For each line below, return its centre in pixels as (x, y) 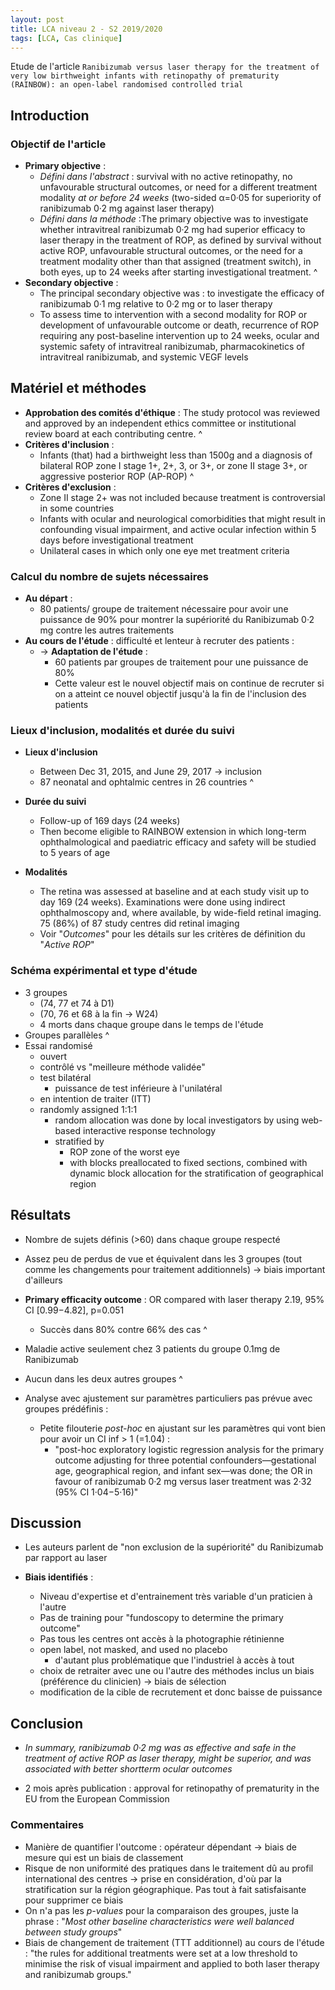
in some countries (77, 508)
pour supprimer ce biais (74, 1900)
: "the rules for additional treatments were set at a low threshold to (161, 1953)
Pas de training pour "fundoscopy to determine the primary (161, 1618)
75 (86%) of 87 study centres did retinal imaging (139, 923)
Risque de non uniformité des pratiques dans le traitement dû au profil (169, 1868)
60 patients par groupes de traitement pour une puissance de (181, 662)
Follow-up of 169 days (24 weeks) (110, 821)
